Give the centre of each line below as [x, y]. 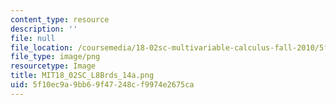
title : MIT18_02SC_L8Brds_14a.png [82, 76]
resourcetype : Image [53, 66]
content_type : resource [60, 19]
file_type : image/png [55, 57]
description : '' [44, 29]
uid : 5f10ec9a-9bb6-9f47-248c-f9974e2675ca [102, 85]
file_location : [42, 47]
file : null [33, 38]
